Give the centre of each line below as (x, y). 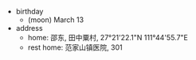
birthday (29, 11)
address (29, 28)
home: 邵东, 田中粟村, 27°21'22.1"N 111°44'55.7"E (108, 37)
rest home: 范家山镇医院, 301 (75, 47)
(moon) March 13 (56, 20)
